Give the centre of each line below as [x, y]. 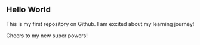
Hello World [28, 10]
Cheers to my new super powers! [47, 36]
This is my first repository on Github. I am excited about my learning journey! [100, 24]
